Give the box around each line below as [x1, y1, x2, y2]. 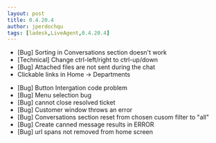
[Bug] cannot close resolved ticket [17, 98, 116, 107]
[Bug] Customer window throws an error [17, 106, 133, 114]
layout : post [7, 10, 45, 17]
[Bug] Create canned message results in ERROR [17, 120, 154, 128]
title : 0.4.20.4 [7, 17, 54, 23]
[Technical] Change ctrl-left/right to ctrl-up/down [17, 56, 158, 64]
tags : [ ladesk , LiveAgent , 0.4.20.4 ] [7, 29, 110, 37]
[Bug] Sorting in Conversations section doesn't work [17, 48, 168, 57]
